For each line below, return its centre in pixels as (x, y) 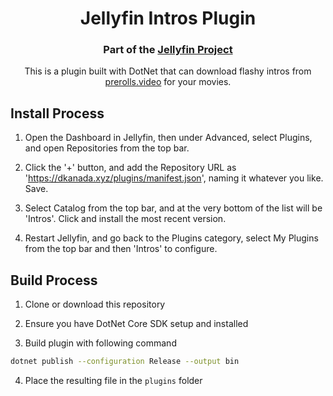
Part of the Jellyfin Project (168, 50)
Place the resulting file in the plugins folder (113, 380)
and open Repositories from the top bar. (107, 148)
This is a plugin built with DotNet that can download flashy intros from (168, 71)
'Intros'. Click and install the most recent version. (125, 219)
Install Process (57, 113)
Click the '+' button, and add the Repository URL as (130, 168)
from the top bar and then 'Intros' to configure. (121, 249)
